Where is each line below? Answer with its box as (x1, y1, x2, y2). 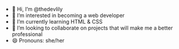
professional (11, 31, 43, 38)
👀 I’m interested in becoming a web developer (11, 12, 125, 19)
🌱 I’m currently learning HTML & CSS (11, 18, 103, 25)
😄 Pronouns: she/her (11, 37, 64, 44)
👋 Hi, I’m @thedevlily (11, 6, 63, 12)
